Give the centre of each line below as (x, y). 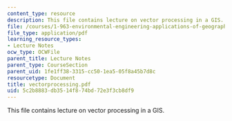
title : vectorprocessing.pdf (49, 84)
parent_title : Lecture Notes (49, 59)
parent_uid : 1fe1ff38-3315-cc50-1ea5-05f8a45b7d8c (81, 71)
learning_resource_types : (44, 39)
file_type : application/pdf (48, 33)
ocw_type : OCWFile (33, 53)
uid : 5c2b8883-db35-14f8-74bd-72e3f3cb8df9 (71, 91)
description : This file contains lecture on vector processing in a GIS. (116, 20)
